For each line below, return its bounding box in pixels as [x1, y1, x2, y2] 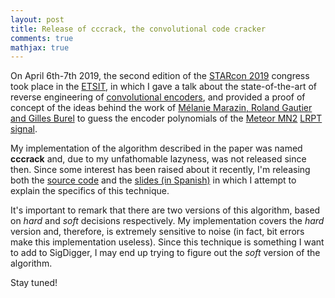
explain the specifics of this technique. [10, 185, 170, 197]
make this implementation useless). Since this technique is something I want [10, 236, 325, 248]
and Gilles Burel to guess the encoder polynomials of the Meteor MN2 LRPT [10, 112, 323, 125]
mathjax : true [10, 42, 70, 53]
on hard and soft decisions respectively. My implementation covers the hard [10, 215, 325, 227]
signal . [10, 123, 38, 135]
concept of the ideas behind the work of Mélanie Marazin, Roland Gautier [10, 102, 313, 114]
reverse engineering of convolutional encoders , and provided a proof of [10, 91, 306, 103]
